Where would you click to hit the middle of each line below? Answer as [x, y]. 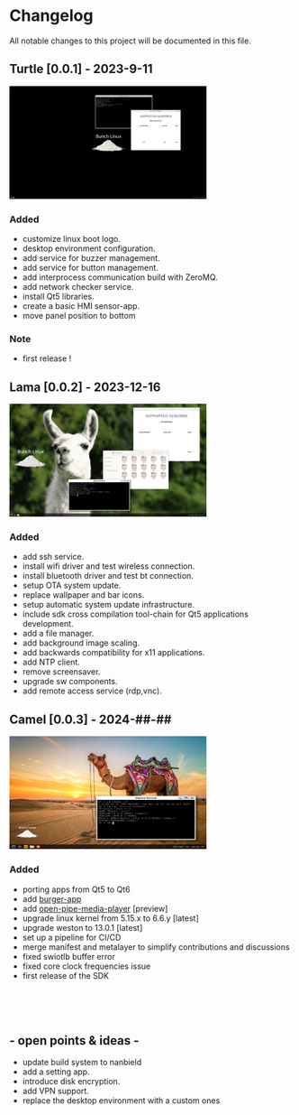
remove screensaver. [61, 672]
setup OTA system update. [72, 585]
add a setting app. [56, 1072]
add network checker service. [78, 287]
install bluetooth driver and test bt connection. [108, 576]
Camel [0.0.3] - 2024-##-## [91, 719]
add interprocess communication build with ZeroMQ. [120, 277]
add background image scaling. [81, 643]
